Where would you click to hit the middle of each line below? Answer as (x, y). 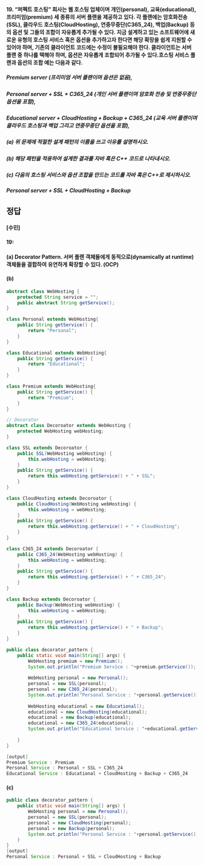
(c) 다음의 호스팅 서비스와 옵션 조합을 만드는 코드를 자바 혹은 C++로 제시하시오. (99, 175)
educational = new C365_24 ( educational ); (81, 723)
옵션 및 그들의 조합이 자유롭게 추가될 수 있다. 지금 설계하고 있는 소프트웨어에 (100, 32)
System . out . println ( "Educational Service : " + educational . (104, 729)
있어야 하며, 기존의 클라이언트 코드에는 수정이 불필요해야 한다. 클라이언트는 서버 (99, 47)
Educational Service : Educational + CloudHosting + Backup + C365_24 (97, 774)
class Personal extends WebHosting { (52, 319)
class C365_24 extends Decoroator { (52, 549)
